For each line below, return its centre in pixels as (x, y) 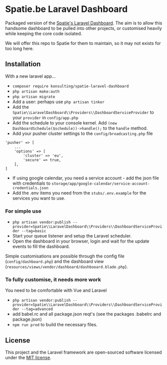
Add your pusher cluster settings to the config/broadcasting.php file (83, 133)
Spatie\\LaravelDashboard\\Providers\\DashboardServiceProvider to (83, 112)
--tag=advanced (37, 309)
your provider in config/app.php (45, 118)
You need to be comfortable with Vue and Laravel (56, 290)
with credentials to (31, 183)
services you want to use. (39, 198)
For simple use (23, 211)
